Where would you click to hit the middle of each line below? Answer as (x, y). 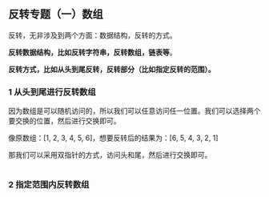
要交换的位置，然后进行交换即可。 (64, 121)
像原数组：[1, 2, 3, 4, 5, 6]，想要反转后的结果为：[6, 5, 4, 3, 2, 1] (113, 138)
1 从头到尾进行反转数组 (52, 92)
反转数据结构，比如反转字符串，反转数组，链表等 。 (92, 52)
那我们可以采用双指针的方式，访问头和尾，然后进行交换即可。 (110, 155)
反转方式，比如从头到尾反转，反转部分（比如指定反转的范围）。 (112, 69)
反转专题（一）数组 (56, 14)
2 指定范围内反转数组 (49, 185)
